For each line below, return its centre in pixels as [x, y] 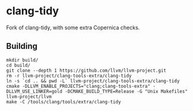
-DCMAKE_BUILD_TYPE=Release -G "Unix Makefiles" [126, 91]
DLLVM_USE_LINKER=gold [34, 91]
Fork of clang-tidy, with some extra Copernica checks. [73, 27]
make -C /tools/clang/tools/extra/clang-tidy [63, 102]
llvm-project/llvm [29, 97]
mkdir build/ [22, 60]
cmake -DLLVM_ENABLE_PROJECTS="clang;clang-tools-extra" [78, 86]
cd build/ [18, 65]
